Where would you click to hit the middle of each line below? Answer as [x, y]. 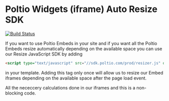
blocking [14, 93]
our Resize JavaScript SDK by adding [44, 54]
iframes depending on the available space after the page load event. [76, 78]
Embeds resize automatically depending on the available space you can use [84, 48]
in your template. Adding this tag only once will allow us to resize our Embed [84, 72]
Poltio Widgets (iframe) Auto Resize [81, 9]
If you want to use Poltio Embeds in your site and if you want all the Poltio [81, 43]
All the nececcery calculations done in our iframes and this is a [70, 87]
